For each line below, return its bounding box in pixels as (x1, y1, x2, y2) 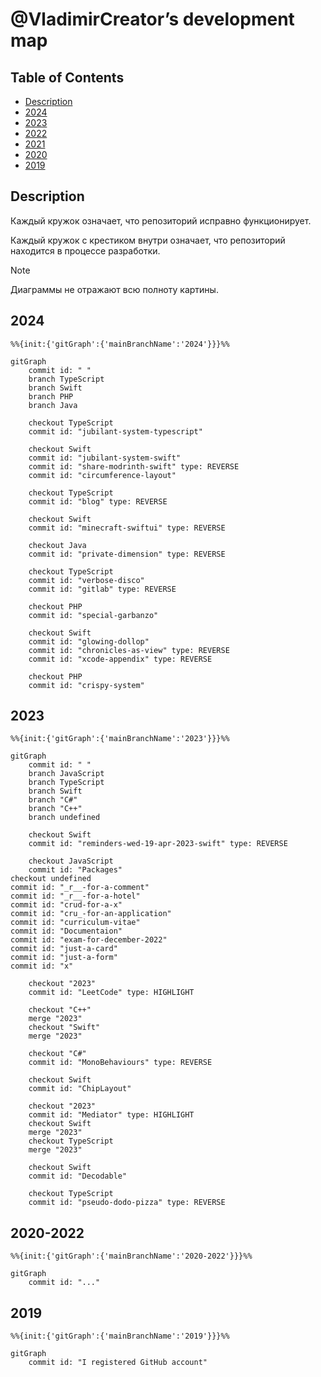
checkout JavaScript (28, 856, 114, 867)
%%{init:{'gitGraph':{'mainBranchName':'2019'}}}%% (10, 1331, 230, 1342)
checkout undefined (10, 874, 92, 884)
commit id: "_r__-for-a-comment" (10, 883, 150, 893)
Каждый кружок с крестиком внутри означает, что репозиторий (10, 234, 286, 246)
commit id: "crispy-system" (28, 680, 145, 690)
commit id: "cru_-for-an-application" (10, 909, 172, 919)
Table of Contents (10, 69, 125, 86)
